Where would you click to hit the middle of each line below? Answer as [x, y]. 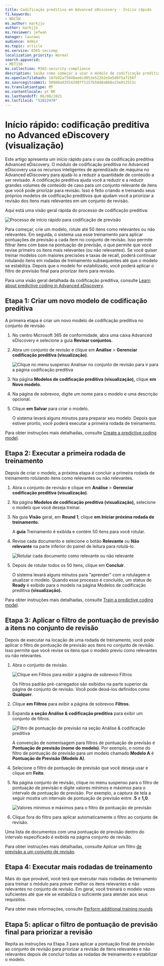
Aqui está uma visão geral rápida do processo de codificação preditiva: [77, 211]
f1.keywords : [18, 14]
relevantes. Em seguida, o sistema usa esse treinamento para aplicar [74, 235]
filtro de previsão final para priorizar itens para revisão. [60, 271]
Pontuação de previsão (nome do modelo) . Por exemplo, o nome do [81, 748]
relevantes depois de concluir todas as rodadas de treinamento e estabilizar [81, 954]
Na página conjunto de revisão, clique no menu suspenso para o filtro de [85, 782]
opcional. [21, 399]
